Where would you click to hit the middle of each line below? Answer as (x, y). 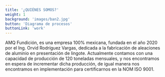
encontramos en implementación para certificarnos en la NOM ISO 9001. (80, 69)
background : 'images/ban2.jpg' (38, 19)
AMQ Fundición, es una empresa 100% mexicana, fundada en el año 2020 (82, 42)
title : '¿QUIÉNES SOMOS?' (32, 10)
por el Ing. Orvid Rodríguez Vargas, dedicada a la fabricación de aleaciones (83, 48)
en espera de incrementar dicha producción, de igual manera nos (72, 64)
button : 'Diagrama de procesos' (39, 24)
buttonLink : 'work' (25, 28)
